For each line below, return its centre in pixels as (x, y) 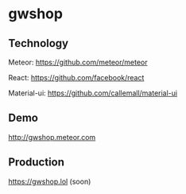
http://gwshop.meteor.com (52, 137)
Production (37, 163)
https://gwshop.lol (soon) (50, 181)
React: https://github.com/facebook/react (76, 78)
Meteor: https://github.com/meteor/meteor (78, 62)
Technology (39, 43)
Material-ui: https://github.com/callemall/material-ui (93, 93)
